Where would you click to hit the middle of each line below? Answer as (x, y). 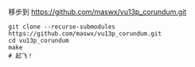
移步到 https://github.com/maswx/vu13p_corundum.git (97, 12)
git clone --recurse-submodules (62, 27)
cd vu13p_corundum (39, 41)
